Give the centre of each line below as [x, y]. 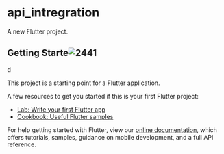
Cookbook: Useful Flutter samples [65, 116]
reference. [22, 144]
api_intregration [53, 13]
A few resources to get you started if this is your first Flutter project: [103, 96]
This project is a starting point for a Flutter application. [84, 83]
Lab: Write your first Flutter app [61, 109]
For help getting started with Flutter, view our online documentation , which [112, 130]
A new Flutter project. [38, 31]
